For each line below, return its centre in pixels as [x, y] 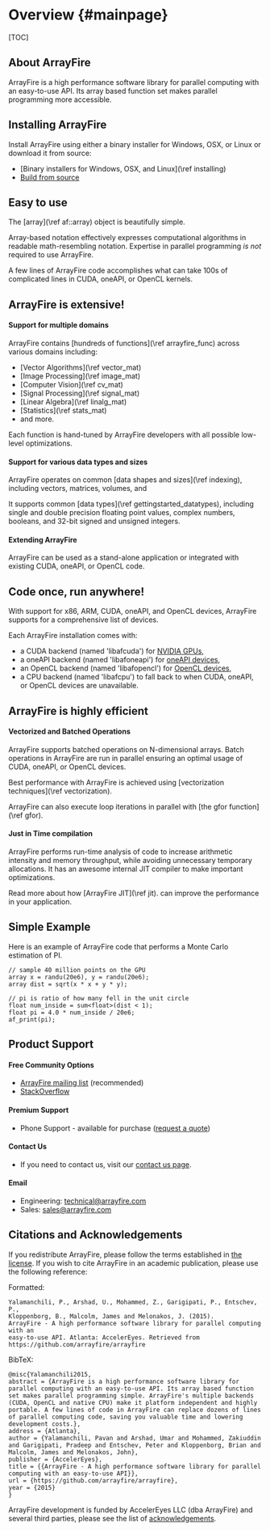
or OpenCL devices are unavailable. [79, 686]
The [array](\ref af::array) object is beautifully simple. [97, 222]
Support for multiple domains [58, 325]
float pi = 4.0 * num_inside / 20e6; [72, 1013]
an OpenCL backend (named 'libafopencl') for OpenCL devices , [126, 668]
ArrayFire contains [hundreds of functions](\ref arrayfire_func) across [124, 343]
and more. [37, 419]
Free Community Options [51, 1064]
